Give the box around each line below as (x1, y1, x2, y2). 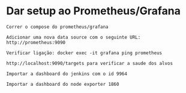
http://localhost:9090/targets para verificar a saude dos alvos (6, 60, 173, 66)
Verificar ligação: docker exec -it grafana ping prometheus (6, 49, 163, 56)
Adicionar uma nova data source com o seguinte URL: (6, 34, 141, 40)
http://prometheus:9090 (6, 39, 66, 45)
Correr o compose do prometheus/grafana (6, 24, 109, 30)
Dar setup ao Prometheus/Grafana (6, 4, 181, 18)
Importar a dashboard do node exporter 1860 (6, 81, 119, 87)
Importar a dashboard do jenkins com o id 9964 (6, 70, 128, 77)
